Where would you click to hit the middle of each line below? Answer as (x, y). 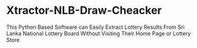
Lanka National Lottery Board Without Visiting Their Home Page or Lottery (98, 33)
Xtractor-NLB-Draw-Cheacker (84, 10)
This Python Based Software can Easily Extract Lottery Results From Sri (95, 27)
